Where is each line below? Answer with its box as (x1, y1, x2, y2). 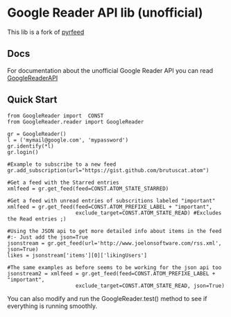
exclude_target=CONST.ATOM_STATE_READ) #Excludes (75, 209, 222, 216)
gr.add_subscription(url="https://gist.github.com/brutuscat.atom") (7, 166, 209, 174)
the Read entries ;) (7, 215, 67, 223)
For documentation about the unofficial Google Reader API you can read (7, 66, 214, 74)
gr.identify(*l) (7, 142, 54, 150)
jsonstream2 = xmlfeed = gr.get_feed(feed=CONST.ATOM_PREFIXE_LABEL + (7, 270, 216, 277)
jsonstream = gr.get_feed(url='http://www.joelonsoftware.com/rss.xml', (7, 239, 222, 247)
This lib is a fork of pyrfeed (7, 28, 85, 36)
